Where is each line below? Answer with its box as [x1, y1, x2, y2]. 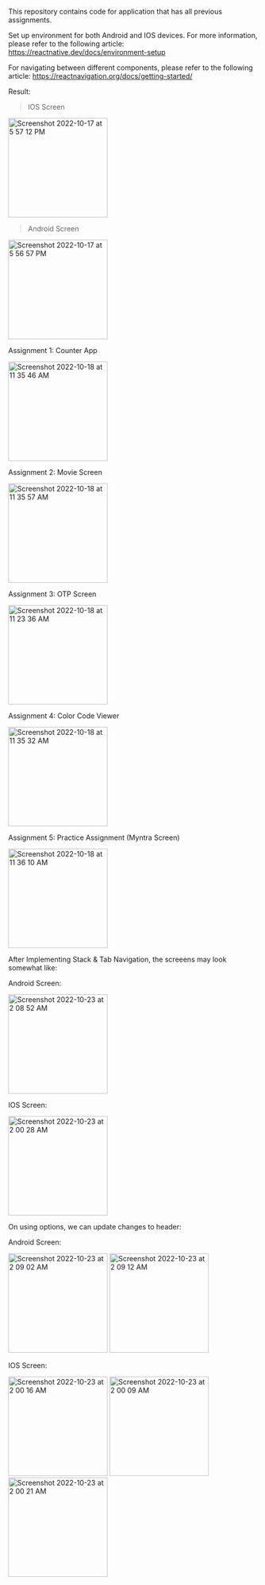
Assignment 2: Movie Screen [8, 468, 103, 476]
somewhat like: [8, 963, 58, 973]
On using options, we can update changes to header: [8, 1222, 182, 1231]
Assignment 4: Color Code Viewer [8, 711, 120, 721]
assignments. [8, 15, 52, 25]
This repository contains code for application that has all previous [8, 7, 223, 16]
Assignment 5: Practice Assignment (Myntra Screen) [8, 833, 180, 842]
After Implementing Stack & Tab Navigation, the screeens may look [8, 954, 227, 964]
